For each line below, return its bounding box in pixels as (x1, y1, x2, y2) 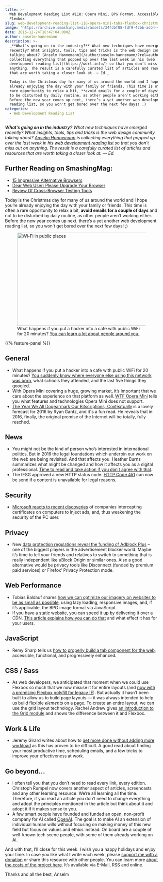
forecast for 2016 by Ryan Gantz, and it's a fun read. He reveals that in (12, 409, 153, 414)
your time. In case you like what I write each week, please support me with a (5, 852, 158, 857)
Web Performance (5, 582, 62, 590)
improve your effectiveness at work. (12, 753, 84, 759)
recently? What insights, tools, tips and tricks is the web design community (5, 130, 155, 135)
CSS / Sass (5, 666, 39, 675)
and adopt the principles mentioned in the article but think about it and (12, 801, 153, 807)
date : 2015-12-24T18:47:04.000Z (5, 30, 70, 35)
